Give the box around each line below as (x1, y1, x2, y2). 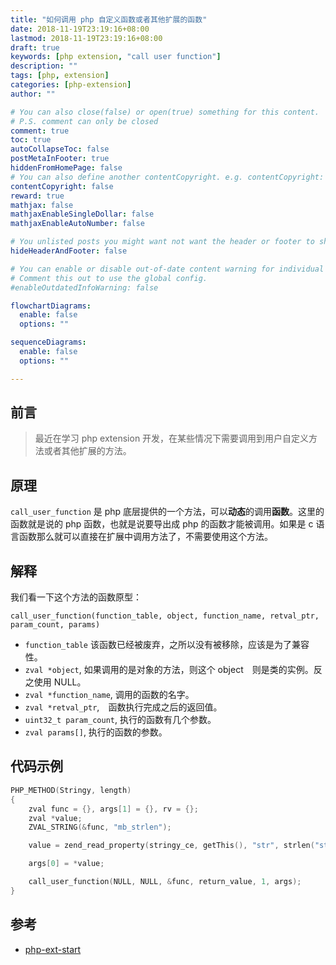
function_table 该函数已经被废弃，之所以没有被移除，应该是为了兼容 (24, 639, 310, 651)
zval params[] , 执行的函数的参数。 (24, 726, 168, 738)
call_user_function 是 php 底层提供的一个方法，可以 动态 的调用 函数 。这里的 (10, 506, 325, 518)
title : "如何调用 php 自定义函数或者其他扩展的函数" (10, 14, 208, 25)
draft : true (10, 42, 60, 53)
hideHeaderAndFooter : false (10, 246, 128, 256)
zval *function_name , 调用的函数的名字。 (24, 689, 195, 701)
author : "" (10, 89, 56, 99)
